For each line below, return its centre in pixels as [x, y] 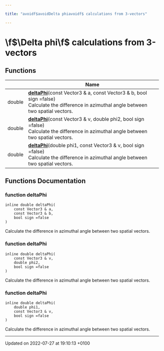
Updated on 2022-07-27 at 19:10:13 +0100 [48, 343]
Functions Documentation [45, 181]
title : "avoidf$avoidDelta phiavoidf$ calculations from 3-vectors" [76, 14]
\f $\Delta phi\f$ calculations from [75, 42]
